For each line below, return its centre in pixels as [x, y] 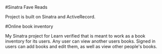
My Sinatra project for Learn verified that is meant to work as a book [75, 36]
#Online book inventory [29, 26]
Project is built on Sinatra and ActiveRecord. [50, 17]
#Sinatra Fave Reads [26, 7]
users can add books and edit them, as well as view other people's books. [81, 46]
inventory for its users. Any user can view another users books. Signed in [81, 41]
